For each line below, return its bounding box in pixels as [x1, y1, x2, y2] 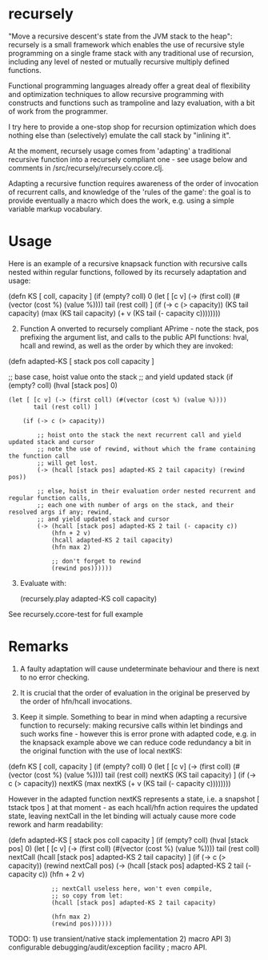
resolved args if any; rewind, [8, 508, 113, 516]
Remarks [8, 638, 70, 655]
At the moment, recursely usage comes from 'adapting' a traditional [8, 146, 231, 155]
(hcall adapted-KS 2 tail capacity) [50, 536, 174, 544]
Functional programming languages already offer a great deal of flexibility [8, 81, 250, 91]
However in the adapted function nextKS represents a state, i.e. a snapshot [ [8, 794, 260, 804]
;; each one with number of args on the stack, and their [37, 501, 234, 509]
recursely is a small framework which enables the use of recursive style [8, 39, 245, 49]
